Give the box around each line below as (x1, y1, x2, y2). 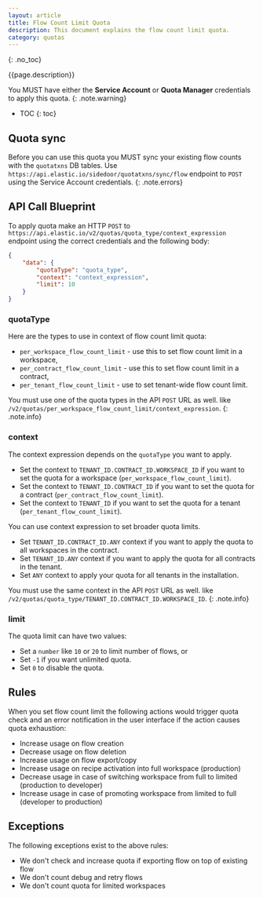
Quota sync (8, 131, 67, 145)
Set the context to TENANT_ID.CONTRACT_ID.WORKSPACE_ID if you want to (19, 465, 245, 474)
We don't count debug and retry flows (19, 872, 143, 882)
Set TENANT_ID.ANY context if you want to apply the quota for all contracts (19, 553, 256, 563)
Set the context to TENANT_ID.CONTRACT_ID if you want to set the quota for (19, 481, 255, 491)
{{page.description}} (8, 70, 75, 79)
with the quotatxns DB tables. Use (8, 161, 118, 170)
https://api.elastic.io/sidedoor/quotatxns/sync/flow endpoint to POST (8, 170, 243, 179)
